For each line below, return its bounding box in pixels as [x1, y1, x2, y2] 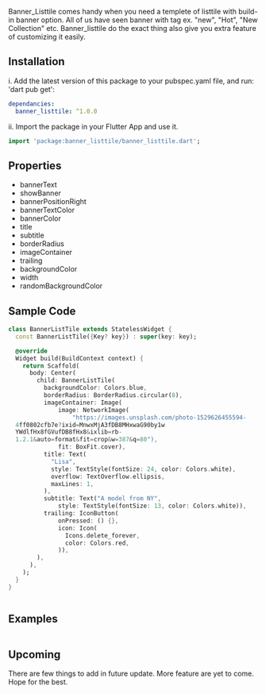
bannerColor [19, 214, 62, 223]
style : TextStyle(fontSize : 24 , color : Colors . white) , [50, 465, 237, 473]
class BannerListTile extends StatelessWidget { [8, 326, 172, 334]
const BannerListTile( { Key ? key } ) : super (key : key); [15, 333, 197, 341]
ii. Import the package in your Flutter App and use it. [8, 121, 179, 131]
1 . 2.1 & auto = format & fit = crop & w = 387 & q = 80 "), [15, 436, 158, 444]
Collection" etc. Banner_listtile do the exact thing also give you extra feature [8, 24, 256, 33]
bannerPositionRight [19, 197, 87, 206]
